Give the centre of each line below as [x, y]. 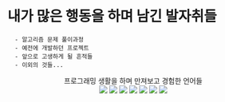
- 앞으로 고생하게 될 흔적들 [54, 57]
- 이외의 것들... [39, 65]
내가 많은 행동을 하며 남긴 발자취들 [112, 16]
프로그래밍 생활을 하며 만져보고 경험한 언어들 [133, 80]
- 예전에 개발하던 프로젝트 [52, 48]
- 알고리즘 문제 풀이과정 [49, 39]
